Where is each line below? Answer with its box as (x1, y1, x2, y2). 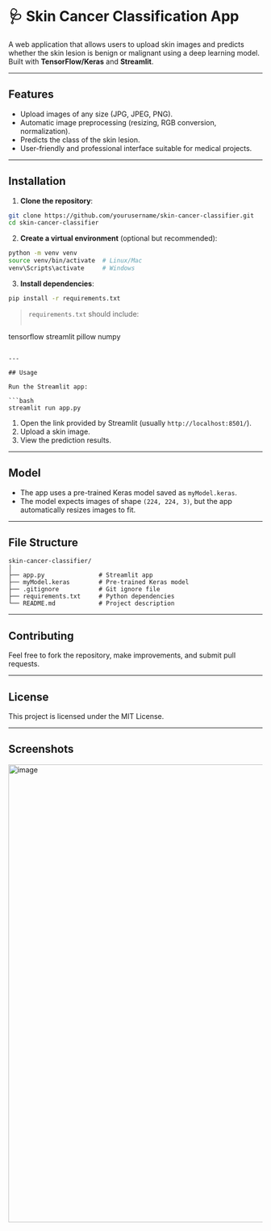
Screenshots (8, 742, 74, 756)
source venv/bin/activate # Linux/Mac (8, 257, 143, 265)
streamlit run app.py (8, 404, 81, 412)
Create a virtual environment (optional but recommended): (19, 233, 218, 243)
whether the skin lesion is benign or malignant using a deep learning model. (8, 48, 260, 57)
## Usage (8, 368, 38, 376)
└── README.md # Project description (8, 599, 175, 607)
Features (8, 87, 54, 102)
